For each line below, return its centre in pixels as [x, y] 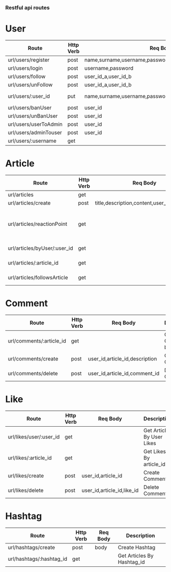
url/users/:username [32, 141]
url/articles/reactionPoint [38, 224]
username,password [109, 68]
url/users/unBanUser [33, 116]
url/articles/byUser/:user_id [40, 248]
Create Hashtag [137, 547]
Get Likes [155, 451]
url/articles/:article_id [33, 263]
